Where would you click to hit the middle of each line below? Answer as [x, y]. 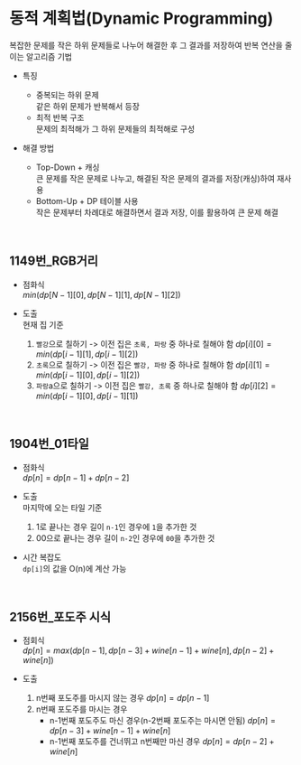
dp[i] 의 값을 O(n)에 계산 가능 [74, 568]
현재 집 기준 [43, 324]
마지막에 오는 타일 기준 [62, 508]
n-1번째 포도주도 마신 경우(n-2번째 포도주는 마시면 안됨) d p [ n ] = [163, 721]
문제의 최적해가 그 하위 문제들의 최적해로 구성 [115, 128]
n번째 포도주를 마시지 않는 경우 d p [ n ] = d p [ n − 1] [123, 698]
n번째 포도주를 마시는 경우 [82, 709]
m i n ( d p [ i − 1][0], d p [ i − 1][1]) [87, 396]
